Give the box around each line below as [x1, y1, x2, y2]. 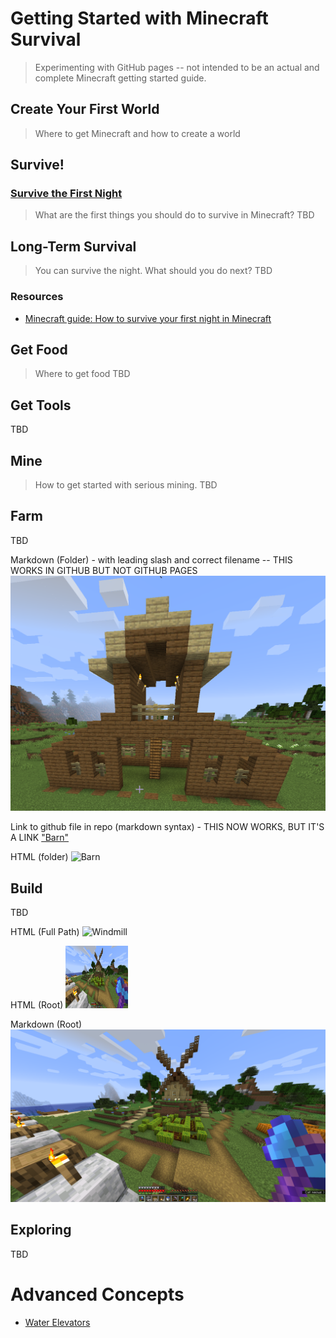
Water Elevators [24, 1316, 91, 1328]
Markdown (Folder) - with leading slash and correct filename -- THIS [10, 553, 293, 566]
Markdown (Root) [10, 1018, 83, 1031]
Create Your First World [10, 101, 160, 118]
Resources [10, 290, 64, 304]
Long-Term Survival [10, 238, 137, 255]
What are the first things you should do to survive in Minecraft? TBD [34, 209, 315, 221]
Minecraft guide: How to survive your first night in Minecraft [24, 312, 272, 324]
